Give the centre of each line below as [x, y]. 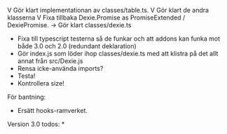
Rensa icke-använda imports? [60, 68]
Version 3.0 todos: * [36, 124]
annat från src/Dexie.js [50, 61]
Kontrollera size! [41, 83]
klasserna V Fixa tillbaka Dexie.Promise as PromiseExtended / [96, 18]
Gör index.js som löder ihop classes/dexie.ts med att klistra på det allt [118, 53]
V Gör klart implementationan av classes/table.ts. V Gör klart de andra [108, 10]
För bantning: [27, 97]
